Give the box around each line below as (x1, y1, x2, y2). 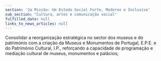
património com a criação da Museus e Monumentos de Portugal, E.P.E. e (5, 40, 157, 46)
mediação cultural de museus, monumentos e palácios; (5, 51, 119, 57)
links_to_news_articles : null (5, 21, 68, 26)
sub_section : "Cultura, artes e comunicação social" (5, 12, 117, 17)
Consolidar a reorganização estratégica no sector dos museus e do (5, 35, 144, 41)
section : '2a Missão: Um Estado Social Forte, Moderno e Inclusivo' (5, 7, 151, 12)
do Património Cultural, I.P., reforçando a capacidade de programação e (5, 45, 153, 51)
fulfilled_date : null (5, 16, 50, 21)
